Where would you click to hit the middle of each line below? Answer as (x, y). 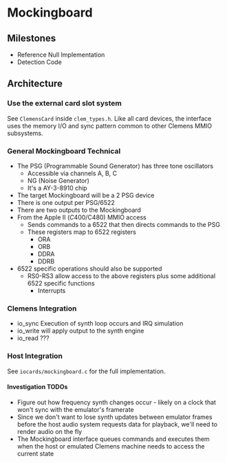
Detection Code (39, 62)
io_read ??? (33, 338)
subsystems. (25, 133)
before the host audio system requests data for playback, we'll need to (117, 424)
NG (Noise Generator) (58, 180)
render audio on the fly (50, 431)
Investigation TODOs (37, 387)
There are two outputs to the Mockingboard (79, 210)
